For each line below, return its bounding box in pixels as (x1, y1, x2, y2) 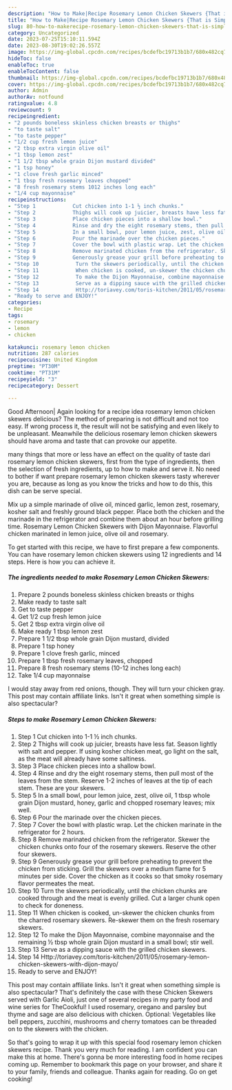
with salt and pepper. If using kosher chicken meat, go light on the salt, (17, 747, 219, 756)
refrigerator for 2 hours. (17, 828, 85, 836)
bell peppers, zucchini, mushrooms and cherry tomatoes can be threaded (8, 1017, 217, 1026)
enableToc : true (8, 61, 54, 68)
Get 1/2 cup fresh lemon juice (17, 613, 102, 621)
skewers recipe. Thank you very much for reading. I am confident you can (8, 1046, 218, 1054)
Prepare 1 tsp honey (17, 642, 75, 650)
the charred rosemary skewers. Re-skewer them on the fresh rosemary (17, 916, 220, 924)
